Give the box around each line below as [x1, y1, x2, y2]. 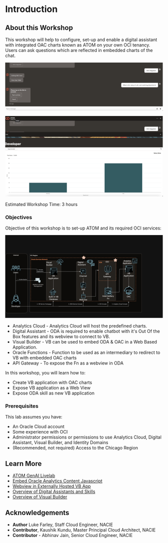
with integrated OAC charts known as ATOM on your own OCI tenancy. [5, 42, 150, 48]
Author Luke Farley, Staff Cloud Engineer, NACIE [12, 521, 113, 527]
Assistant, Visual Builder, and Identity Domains [12, 439, 108, 445]
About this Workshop [5, 23, 73, 32]
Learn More [5, 459, 42, 468]
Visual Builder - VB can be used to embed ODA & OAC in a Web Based [12, 339, 157, 345]
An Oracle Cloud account [12, 423, 65, 429]
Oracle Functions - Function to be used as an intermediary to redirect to [12, 349, 160, 355]
